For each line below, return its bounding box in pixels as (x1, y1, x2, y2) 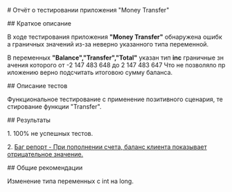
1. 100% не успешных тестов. (7, 130, 93, 137)
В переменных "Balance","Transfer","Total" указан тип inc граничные (7, 53, 216, 62)
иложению (7, 69, 39, 76)
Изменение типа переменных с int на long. (7, 177, 134, 185)
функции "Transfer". (44, 103, 102, 110)
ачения (7, 61, 29, 69)
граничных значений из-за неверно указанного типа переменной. (12, 40, 209, 48)
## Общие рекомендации (7, 164, 83, 172)
